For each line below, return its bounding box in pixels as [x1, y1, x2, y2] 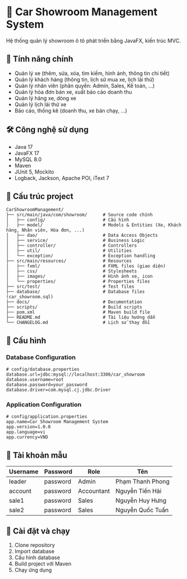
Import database [14, 547, 54, 554]
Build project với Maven [14, 560, 72, 567]
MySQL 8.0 [14, 155, 42, 163]
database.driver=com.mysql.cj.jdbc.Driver [6, 387, 111, 393]
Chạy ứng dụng [14, 566, 52, 573]
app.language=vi [6, 429, 46, 435]
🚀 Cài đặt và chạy [6, 526, 70, 536]
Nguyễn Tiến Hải [115, 487, 162, 495]
